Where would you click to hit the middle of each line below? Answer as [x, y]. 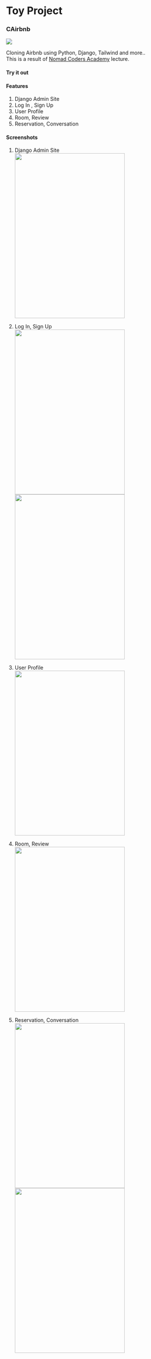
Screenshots [22, 137]
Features [17, 86]
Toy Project [34, 11]
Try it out [17, 73]
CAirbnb [18, 29]
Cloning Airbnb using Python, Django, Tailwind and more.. [76, 53]
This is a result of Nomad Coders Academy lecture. [68, 59]
